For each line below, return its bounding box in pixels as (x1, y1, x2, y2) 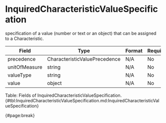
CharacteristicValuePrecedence (47, 55, 121, 62)
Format (125, 47, 143, 54)
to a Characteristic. (5, 36, 44, 41)
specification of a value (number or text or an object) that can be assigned (5, 30, 157, 36)
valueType (7, 72, 32, 79)
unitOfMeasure (7, 63, 43, 70)
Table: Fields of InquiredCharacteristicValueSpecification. (5, 92, 122, 98)
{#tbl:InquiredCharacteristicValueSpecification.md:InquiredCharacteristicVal (5, 97, 160, 103)
